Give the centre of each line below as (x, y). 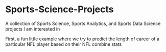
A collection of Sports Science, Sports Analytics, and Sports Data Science (83, 23)
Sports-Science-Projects (60, 9)
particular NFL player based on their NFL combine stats (64, 44)
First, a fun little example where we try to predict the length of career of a (82, 39)
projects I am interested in (33, 29)
